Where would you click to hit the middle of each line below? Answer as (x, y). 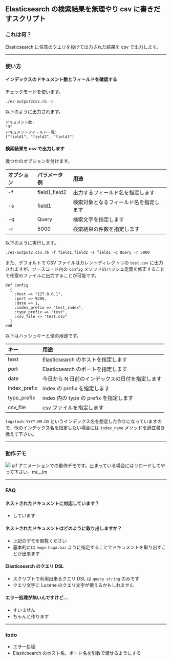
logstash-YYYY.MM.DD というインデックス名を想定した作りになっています (81, 422)
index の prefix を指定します (76, 389)
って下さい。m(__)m (26, 472)
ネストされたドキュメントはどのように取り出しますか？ (63, 528)
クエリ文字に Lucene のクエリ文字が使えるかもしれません (73, 585)
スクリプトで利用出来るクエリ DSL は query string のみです (76, 578)
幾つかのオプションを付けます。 (39, 161)
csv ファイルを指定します (73, 408)
